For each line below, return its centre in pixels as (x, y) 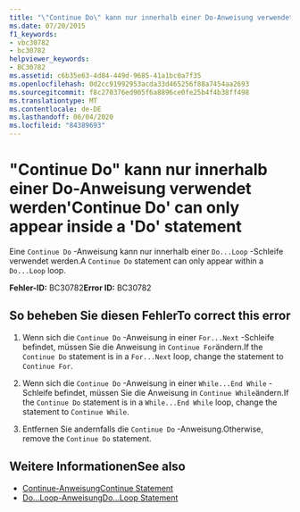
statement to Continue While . (75, 411)
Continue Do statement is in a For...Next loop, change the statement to (153, 356)
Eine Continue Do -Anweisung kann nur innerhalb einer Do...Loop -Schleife (146, 251)
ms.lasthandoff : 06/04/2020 (62, 117)
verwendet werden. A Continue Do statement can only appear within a (137, 261)
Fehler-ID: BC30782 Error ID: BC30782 (80, 288)
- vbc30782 (29, 42)
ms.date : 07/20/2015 (48, 26)
